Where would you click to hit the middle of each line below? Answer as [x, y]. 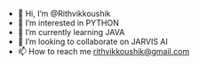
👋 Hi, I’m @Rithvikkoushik [64, 14]
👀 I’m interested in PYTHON [68, 23]
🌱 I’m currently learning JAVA [71, 32]
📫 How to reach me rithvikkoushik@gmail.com [103, 51]
